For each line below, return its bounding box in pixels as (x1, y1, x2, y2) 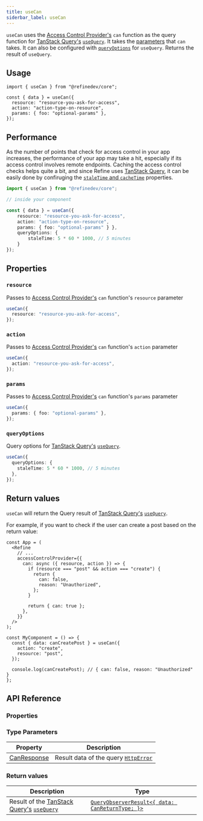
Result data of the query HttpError (54, 754, 153, 762)
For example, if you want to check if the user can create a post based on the (6, 521, 196, 528)
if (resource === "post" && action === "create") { (28, 566, 161, 572)
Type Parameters (6, 727, 58, 736)
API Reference (6, 693, 62, 704)
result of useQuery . (6, 50, 52, 57)
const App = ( (6, 539, 42, 545)
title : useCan (6, 8, 42, 15)
